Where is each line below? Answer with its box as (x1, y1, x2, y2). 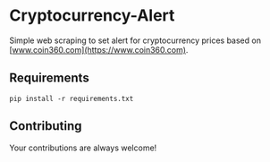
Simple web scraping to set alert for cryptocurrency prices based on (9, 35, 262, 46)
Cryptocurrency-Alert (9, 5, 175, 26)
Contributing (9, 118, 82, 134)
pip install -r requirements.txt (9, 94, 134, 103)
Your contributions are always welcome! (9, 142, 157, 153)
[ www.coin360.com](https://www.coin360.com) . (9, 44, 189, 55)
